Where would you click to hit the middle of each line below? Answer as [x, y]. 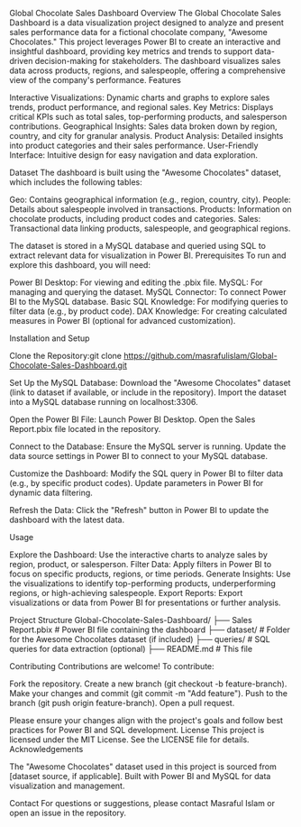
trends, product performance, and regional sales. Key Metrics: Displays [141, 107]
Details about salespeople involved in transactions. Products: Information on [150, 209]
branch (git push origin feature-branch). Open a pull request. [122, 703]
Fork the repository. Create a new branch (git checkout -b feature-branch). [148, 684]
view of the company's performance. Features [96, 80]
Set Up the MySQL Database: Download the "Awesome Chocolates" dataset [150, 383]
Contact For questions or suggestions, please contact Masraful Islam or [142, 803]
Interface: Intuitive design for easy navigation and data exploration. [134, 155]
